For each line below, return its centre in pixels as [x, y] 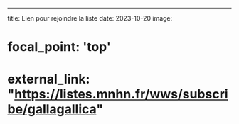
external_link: [49, 79]
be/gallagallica [52, 109]
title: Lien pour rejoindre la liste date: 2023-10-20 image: [90, 18]
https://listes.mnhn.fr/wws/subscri [121, 95]
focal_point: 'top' [59, 47]
